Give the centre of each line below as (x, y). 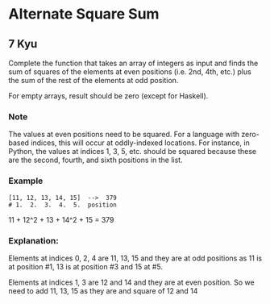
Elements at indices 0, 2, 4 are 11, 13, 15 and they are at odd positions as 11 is (135, 258)
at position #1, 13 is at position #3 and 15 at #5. (86, 266)
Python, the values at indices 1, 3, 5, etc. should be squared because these (133, 152)
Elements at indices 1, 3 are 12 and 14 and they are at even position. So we (132, 282)
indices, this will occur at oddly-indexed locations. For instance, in (140, 143)
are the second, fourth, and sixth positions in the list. (96, 160)
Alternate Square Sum (84, 14)
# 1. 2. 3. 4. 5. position (62, 205)
